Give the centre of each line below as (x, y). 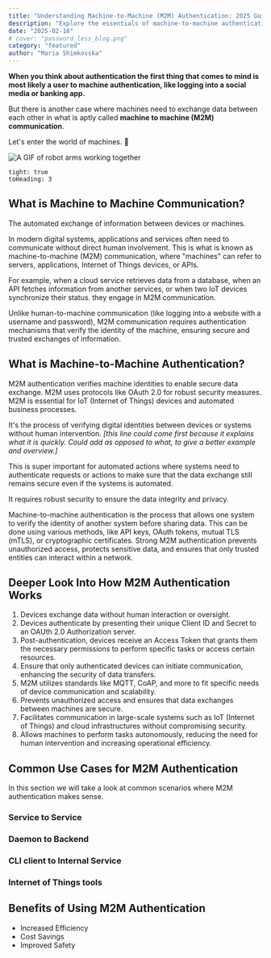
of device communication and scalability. (88, 692)
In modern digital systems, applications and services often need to (119, 239)
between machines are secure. (71, 709)
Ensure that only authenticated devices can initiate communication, (131, 666)
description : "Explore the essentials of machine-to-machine (113, 23)
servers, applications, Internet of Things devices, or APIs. (104, 264)
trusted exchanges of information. (65, 339)
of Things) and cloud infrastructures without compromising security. (133, 726)
